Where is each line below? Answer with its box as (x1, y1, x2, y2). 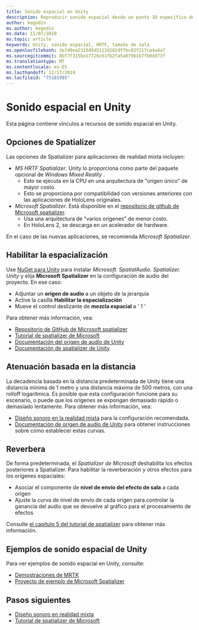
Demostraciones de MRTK (14, 571, 79, 579)
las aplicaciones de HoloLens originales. (23, 196, 123, 203)
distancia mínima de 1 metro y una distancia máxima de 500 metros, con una (6, 384, 193, 391)
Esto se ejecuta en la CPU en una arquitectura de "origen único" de (23, 177, 188, 184)
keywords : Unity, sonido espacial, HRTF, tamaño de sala (6, 42, 150, 48)
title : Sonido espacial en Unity (6, 8, 89, 15)
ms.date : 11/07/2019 (6, 31, 57, 37)
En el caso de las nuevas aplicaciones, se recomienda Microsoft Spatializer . (6, 233, 191, 240)
